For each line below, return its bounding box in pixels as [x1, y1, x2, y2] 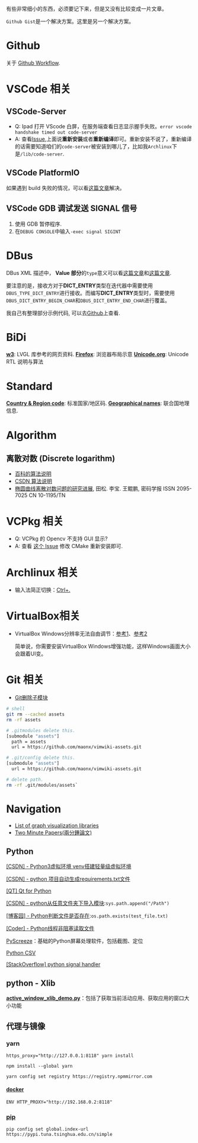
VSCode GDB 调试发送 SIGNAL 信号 [6, 204, 138, 214]
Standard [6, 379, 53, 393]
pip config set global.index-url [6, 1126, 89, 1132]
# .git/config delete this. [6, 755, 76, 761]
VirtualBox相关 [6, 609, 81, 623]
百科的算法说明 [14, 470, 52, 477]
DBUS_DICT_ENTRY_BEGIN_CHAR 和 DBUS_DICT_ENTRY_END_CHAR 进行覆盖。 [6, 296, 170, 304]
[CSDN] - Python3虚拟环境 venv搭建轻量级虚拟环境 [6, 863, 132, 870]
